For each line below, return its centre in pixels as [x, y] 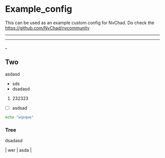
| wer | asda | [18, 150]
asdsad [20, 108]
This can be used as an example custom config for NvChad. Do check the [80, 23]
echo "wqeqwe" [20, 117]
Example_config [39, 9]
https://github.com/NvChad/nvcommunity [47, 28]
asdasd [13, 74]
